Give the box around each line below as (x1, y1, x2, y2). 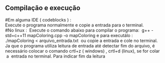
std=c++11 (5, 32, 26, 38)
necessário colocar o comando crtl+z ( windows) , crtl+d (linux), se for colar (5, 48, 160, 54)
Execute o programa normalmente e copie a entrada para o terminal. (5, 22, 144, 28)
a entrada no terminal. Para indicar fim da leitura (6, 53, 105, 59)
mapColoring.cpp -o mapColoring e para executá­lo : (27, 32, 133, 38)
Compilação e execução (5, 4, 80, 12)
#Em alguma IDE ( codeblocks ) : (5, 17, 71, 22)
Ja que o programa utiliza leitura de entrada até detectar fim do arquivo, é (5, 42, 155, 48)
